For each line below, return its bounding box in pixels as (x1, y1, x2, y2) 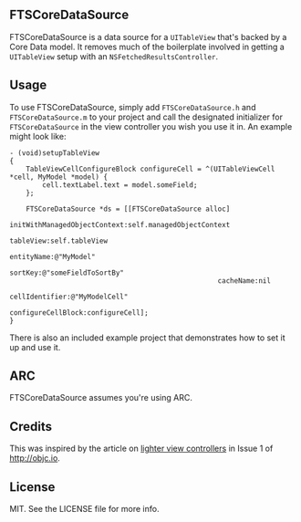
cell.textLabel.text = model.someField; (42, 180, 198, 190)
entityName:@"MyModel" (9, 252, 96, 261)
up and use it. (9, 341, 61, 352)
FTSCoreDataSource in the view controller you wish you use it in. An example (9, 120, 293, 131)
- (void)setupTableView (9, 148, 100, 158)
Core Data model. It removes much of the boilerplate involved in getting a (9, 41, 285, 52)
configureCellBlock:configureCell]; (9, 308, 149, 318)
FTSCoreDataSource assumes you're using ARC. (9, 392, 193, 403)
